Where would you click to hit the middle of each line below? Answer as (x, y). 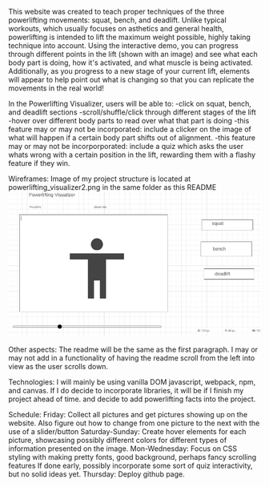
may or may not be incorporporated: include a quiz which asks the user (126, 146)
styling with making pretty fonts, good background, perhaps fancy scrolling (132, 457)
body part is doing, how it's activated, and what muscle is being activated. (131, 62)
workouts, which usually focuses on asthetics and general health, (116, 28)
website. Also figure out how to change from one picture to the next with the (134, 423)
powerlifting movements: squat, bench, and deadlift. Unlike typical (117, 20)
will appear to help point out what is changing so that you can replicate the (131, 80)
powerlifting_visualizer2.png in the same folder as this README (112, 187)
